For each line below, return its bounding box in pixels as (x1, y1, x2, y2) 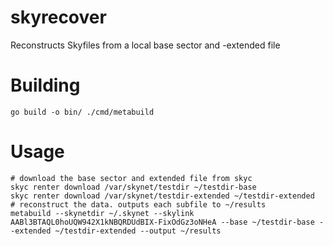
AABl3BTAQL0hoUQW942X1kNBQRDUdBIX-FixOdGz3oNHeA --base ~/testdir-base (10, 217, 315, 227)
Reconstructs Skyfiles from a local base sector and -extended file (10, 39, 281, 51)
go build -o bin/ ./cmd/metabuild (10, 107, 155, 117)
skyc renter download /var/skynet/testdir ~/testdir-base (10, 182, 257, 192)
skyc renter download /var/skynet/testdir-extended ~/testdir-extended (10, 191, 315, 201)
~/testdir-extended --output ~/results (54, 226, 222, 236)
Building (10, 74, 81, 97)
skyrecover (10, 6, 107, 29)
